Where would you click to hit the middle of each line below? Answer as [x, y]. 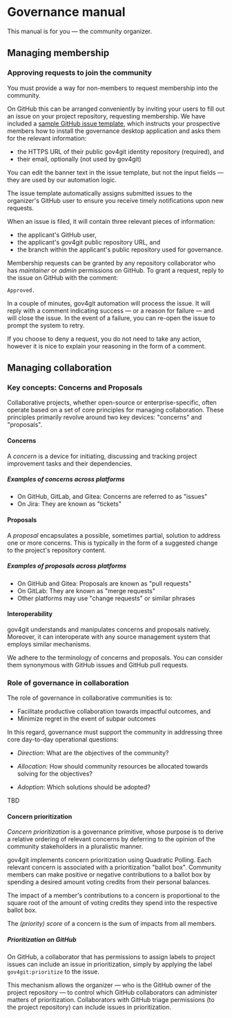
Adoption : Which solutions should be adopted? [84, 787]
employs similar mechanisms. [49, 644]
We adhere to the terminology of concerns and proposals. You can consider [115, 657]
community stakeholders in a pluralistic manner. [75, 847]
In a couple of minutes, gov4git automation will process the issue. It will [109, 303]
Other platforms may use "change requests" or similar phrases [106, 598]
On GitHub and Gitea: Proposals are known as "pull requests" [104, 583]
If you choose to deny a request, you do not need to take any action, [104, 339]
